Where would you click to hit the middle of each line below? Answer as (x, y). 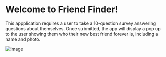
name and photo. (23, 39)
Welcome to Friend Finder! (62, 9)
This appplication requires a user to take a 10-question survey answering (81, 23)
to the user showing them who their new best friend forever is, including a (82, 34)
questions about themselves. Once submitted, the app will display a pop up (83, 28)
